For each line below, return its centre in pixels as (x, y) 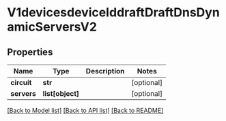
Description (105, 71)
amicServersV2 (52, 27)
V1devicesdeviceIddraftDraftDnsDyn (113, 13)
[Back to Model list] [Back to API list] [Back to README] (85, 110)
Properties (30, 52)
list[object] (61, 93)
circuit (21, 83)
